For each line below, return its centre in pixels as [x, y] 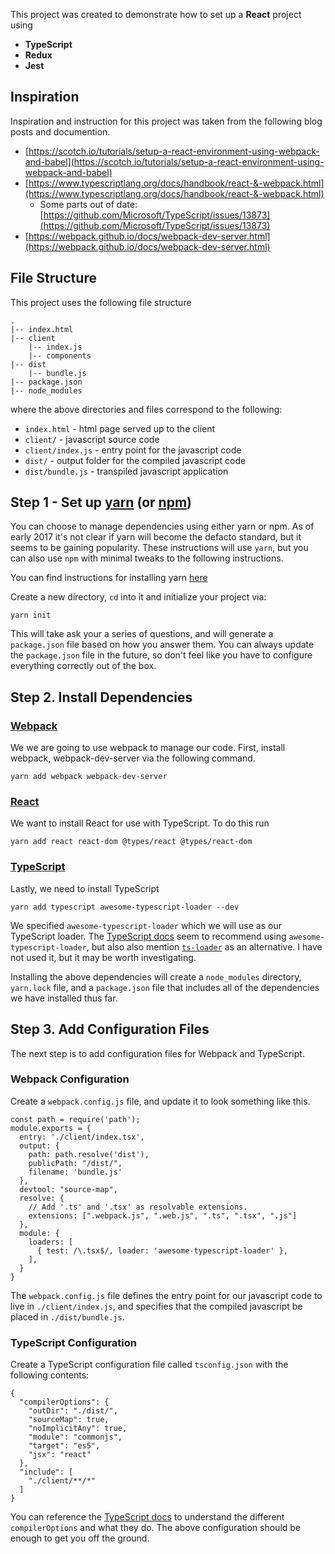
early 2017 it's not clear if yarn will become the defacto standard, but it [156, 537]
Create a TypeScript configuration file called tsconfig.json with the [149, 1365]
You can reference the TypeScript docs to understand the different [147, 1517]
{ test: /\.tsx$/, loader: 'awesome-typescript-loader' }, [162, 1250]
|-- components [60, 355]
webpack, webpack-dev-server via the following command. [133, 758]
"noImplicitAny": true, [78, 1429]
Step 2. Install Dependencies [101, 697]
